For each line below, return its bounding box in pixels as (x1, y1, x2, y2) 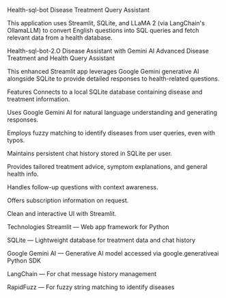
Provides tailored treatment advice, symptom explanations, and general (7, 163, 208, 170)
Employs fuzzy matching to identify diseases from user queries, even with (7, 129, 215, 137)
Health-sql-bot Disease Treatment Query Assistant (7, 6, 150, 14)
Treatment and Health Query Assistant (7, 54, 115, 62)
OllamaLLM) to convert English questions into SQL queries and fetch (7, 27, 199, 34)
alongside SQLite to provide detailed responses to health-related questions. (7, 74, 220, 83)
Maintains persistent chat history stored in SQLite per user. (7, 150, 173, 157)
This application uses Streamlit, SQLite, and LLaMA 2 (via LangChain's (7, 19, 205, 27)
